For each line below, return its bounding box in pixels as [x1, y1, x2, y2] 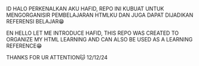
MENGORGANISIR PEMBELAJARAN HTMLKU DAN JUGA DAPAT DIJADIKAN [6, 11, 194, 19]
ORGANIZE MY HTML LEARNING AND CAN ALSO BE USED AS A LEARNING [6, 36, 193, 43]
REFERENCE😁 [6, 42, 42, 49]
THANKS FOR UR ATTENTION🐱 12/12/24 [6, 54, 108, 61]
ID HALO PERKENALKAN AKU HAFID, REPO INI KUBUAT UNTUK [6, 5, 164, 12]
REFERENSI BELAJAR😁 [6, 18, 65, 25]
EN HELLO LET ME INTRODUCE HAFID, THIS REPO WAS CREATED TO [6, 29, 179, 37]
